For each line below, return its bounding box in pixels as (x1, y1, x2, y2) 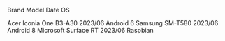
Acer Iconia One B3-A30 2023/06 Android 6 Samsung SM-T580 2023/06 (7, 19, 219, 27)
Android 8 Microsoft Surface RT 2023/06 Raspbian (7, 27, 154, 34)
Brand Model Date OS (7, 6, 70, 14)
